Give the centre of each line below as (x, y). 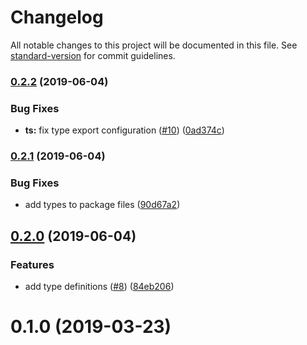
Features (32, 264)
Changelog (57, 17)
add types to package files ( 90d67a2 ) (102, 205)
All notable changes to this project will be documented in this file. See (154, 45)
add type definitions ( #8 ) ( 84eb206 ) (99, 287)
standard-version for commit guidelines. (93, 55)
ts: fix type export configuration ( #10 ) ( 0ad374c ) (124, 130)
